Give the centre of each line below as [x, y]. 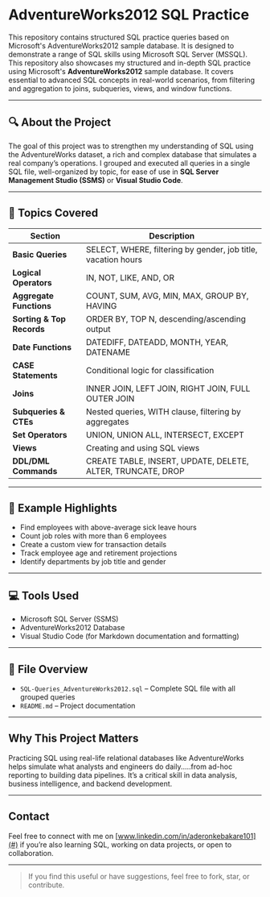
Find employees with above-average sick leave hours [108, 527]
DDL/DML [31, 461]
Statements [35, 375]
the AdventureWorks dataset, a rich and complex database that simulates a [133, 154]
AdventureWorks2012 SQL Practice [129, 15]
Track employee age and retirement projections [98, 553]
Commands [35, 471]
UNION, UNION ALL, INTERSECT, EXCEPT [165, 434]
